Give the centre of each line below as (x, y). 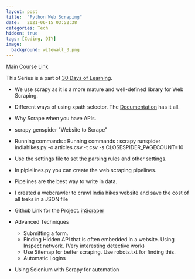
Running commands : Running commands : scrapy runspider (88, 141)
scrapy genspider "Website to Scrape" (61, 129)
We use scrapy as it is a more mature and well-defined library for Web (99, 89)
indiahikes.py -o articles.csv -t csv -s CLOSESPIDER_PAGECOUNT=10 (99, 147)
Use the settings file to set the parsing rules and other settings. (90, 159)
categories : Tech (27, 28)
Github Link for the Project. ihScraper (59, 210)
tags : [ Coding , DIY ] (31, 39)
